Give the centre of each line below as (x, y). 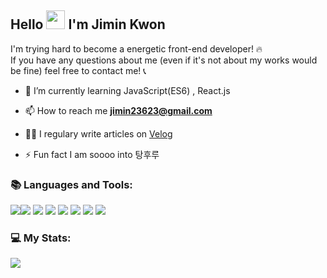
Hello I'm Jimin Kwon (88, 24)
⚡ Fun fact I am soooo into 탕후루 (92, 154)
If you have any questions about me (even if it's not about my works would (164, 60)
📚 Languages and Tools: (71, 184)
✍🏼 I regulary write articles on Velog (98, 133)
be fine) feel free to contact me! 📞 (78, 70)
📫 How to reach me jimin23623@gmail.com (118, 110)
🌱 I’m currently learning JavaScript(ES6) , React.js (127, 90)
